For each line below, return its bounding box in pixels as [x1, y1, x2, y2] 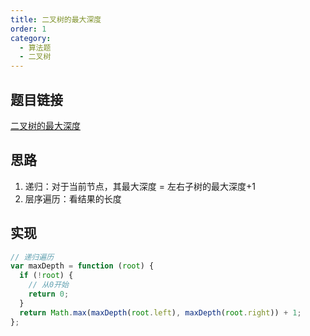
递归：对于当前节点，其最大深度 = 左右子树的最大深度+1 [24, 180, 256, 192]
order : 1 [10, 24, 47, 34]
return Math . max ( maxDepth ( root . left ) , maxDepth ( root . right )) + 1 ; [19, 307, 302, 318]
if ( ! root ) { [19, 271, 74, 281]
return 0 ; [28, 289, 70, 300]
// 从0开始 [28, 280, 69, 290]
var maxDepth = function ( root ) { [10, 261, 155, 271]
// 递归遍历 [10, 252, 55, 262]
